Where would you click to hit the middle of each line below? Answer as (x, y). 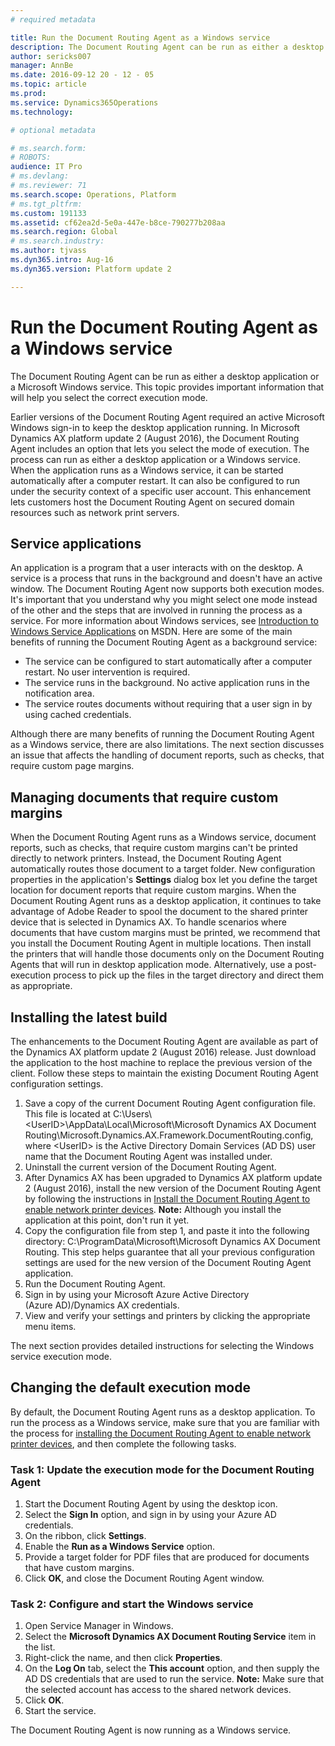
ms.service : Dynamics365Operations (84, 102)
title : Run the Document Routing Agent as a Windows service (140, 37)
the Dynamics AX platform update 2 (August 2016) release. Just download (163, 1052)
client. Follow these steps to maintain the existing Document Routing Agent (164, 1073)
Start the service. (60, 1711)
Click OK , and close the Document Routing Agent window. (144, 1578)
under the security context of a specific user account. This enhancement (161, 491)
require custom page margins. (72, 766)
